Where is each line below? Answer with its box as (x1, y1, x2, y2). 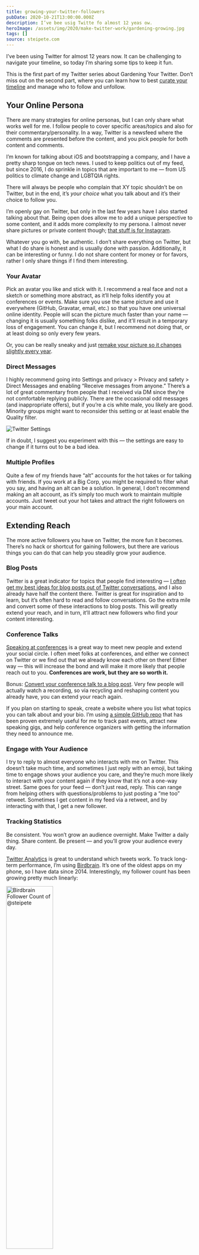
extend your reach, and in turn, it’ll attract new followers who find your (6, 609, 178, 616)
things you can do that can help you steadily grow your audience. (6, 549, 166, 556)
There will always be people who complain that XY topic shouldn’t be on (6, 183, 183, 190)
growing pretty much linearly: (6, 874, 78, 881)
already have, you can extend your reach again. (6, 693, 123, 700)
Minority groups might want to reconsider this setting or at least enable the (6, 408, 189, 415)
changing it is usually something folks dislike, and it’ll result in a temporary (6, 317, 188, 324)
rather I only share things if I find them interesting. (6, 257, 129, 264)
